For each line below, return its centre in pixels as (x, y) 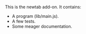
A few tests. (24, 21)
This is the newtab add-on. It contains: (43, 7)
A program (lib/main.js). (35, 16)
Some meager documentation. (42, 26)
